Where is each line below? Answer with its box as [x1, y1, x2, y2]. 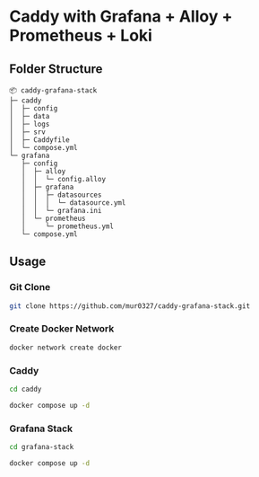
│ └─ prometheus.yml [21, 222, 115, 231]
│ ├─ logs [9, 119, 50, 128]
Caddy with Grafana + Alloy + [9, 6, 233, 27]
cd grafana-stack [9, 443, 74, 452]
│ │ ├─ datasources [21, 190, 102, 199]
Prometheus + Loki [9, 25, 152, 46]
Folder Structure [9, 61, 103, 76]
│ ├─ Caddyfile [9, 136, 70, 145]
